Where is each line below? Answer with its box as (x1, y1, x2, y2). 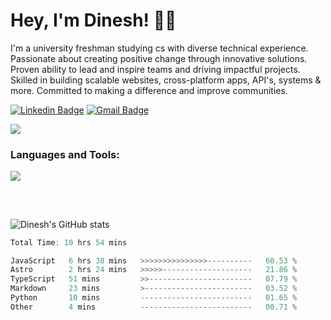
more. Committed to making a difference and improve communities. (10, 84, 288, 96)
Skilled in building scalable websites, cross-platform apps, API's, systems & (10, 74, 322, 86)
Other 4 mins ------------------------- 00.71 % (10, 302, 298, 312)
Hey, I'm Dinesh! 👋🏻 (10, 9, 177, 32)
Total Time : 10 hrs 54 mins (10, 237, 128, 248)
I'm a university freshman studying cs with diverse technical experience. (10, 42, 309, 54)
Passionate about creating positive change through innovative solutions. (10, 52, 308, 64)
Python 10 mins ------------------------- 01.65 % (10, 293, 298, 303)
